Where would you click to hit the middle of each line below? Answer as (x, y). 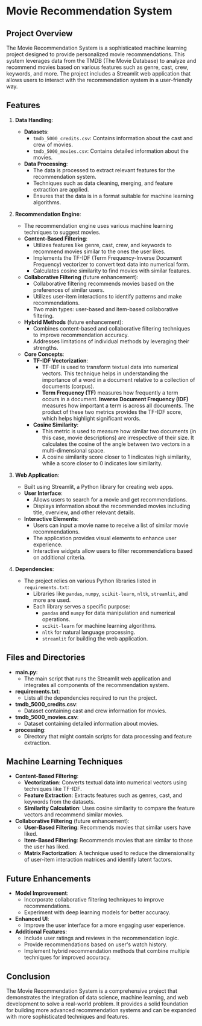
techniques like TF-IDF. (53, 789)
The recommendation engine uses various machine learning (99, 225)
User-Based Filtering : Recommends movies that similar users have (107, 828)
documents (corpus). (68, 386)
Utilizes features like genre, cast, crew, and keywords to (102, 245)
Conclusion (28, 976)
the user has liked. (47, 847)
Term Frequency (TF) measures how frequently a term (110, 392)
